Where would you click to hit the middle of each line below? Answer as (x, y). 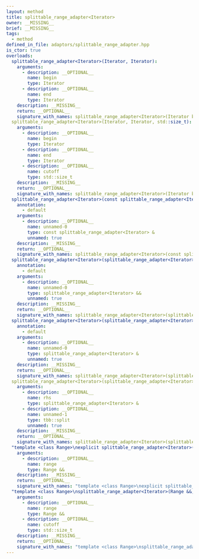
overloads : (20, 56)
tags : (13, 34)
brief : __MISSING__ (30, 28)
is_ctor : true (24, 50)
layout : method (25, 12)
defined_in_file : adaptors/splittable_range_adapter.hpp (78, 45)
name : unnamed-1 (47, 414)
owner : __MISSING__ (30, 23)
